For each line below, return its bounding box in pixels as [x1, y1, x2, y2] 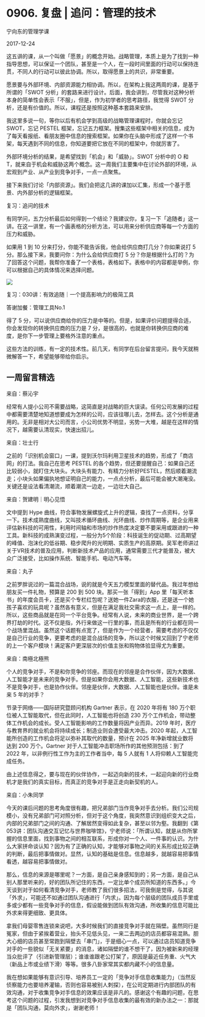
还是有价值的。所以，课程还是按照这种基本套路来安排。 [16, 104, 156, 111]
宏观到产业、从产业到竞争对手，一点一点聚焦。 [6, 168, 124, 175]
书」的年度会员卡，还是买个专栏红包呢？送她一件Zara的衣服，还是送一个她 [6, 595, 194, 603]
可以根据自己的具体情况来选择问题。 [6, 266, 98, 273]
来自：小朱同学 [6, 791, 44, 798]
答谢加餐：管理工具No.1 [6, 303, 65, 311]
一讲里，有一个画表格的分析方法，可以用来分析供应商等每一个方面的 [27, 222, 199, 230]
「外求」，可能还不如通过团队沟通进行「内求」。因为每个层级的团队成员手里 [6, 893, 193, 901]
